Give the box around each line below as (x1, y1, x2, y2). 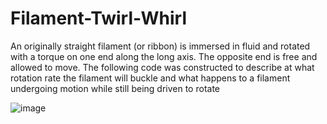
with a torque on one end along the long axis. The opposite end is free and (10, 50, 318, 62)
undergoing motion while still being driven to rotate (10, 82, 220, 94)
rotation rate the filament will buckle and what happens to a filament (10, 72, 291, 84)
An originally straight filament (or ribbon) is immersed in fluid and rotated (10, 40, 311, 52)
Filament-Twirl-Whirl (10, 7, 187, 30)
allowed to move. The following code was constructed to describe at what (10, 61, 315, 73)
